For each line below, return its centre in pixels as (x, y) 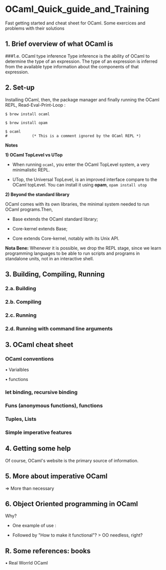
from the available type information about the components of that (72, 66)
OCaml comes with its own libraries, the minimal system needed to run (77, 204)
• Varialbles (17, 370)
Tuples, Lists (21, 419)
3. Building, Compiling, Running (55, 274)
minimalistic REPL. (31, 170)
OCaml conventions (30, 359)
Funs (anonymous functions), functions (54, 406)
